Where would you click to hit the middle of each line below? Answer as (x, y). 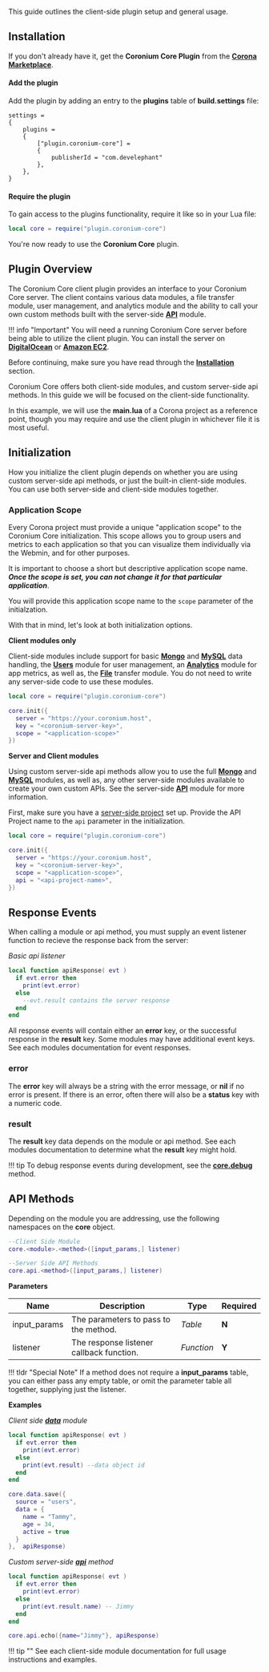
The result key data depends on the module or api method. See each (122, 1141)
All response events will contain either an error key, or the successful (122, 1030)
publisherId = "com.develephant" (106, 158)
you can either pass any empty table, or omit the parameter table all (120, 1381)
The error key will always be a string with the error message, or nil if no (126, 1086)
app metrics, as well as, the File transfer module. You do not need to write (130, 674)
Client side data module (48, 1421)
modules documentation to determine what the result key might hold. (123, 1149)
